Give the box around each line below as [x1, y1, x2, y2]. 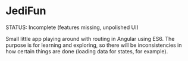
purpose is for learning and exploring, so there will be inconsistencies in [5, 41, 182, 49]
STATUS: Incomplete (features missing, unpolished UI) [5, 24, 139, 31]
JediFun [5, 4, 46, 18]
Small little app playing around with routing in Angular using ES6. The [5, 35, 175, 42]
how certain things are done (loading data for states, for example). [5, 47, 168, 54]
